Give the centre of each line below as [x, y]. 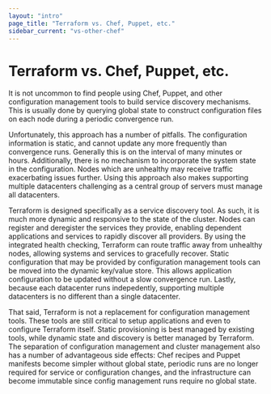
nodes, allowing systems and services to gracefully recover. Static [119, 254]
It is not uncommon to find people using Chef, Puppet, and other [116, 93]
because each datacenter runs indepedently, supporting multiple [116, 288]
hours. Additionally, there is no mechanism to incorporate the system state [132, 161]
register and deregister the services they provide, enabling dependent [125, 228]
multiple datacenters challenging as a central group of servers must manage [135, 186]
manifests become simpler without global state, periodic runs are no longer [133, 364]
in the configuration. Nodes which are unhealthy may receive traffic [121, 169]
